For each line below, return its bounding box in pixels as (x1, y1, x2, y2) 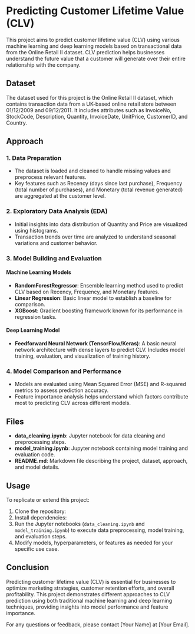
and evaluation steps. (14, 532, 67, 540)
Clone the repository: (14, 508, 67, 515)
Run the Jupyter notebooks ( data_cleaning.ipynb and (14, 520, 146, 527)
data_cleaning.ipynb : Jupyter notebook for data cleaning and (14, 432, 166, 439)
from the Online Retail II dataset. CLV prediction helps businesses (6, 48, 165, 55)
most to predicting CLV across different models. (14, 400, 131, 407)
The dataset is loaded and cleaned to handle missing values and (14, 167, 171, 175)
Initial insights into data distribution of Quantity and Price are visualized (14, 220, 187, 228)
